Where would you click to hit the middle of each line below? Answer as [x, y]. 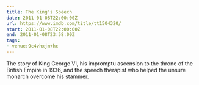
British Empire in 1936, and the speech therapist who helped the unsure [96, 70]
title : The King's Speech [39, 12]
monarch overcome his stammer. [48, 76]
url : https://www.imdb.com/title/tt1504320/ [64, 23]
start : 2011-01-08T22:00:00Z [43, 29]
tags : [13, 40]
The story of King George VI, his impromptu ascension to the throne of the [100, 63]
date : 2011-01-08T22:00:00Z [42, 18]
